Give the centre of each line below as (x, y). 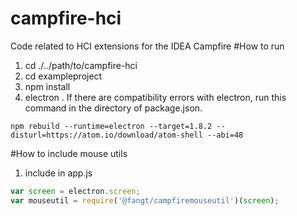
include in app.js (58, 173)
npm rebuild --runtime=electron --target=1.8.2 (111, 126)
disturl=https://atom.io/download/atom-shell (106, 135)
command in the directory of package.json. (113, 108)
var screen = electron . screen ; (75, 191)
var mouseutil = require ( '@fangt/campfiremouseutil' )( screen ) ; (145, 200)
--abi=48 (225, 135)
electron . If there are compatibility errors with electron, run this (155, 97)
